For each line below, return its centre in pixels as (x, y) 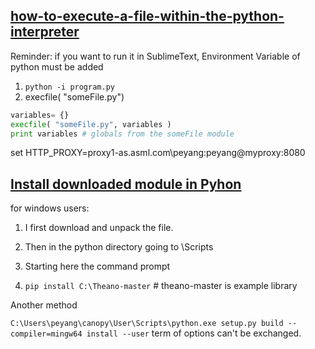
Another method (44, 305)
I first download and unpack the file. (99, 228)
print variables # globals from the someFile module (122, 134)
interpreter (45, 32)
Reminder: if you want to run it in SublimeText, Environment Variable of (155, 56)
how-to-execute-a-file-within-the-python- (147, 16)
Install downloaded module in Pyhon (126, 184)
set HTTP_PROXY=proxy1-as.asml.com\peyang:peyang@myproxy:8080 (158, 153)
